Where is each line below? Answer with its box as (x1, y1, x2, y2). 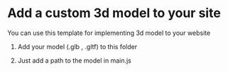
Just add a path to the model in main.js (17, 56, 131, 65)
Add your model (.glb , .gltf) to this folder (17, 42, 137, 51)
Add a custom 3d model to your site (7, 5, 222, 21)
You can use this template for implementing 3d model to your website (7, 29, 211, 37)
